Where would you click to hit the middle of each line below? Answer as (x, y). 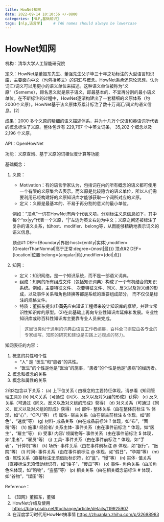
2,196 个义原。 (20, 133)
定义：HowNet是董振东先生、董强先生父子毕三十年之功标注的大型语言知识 (80, 74)
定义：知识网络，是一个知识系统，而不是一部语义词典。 (75, 276)
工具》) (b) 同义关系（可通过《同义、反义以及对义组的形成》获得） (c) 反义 (83, 397)
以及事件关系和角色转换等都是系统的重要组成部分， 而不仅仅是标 (93, 294)
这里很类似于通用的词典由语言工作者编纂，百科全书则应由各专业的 (91, 329)
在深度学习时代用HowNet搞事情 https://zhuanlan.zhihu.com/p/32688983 (86, 515)
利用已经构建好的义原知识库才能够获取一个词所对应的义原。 (84, 197)
